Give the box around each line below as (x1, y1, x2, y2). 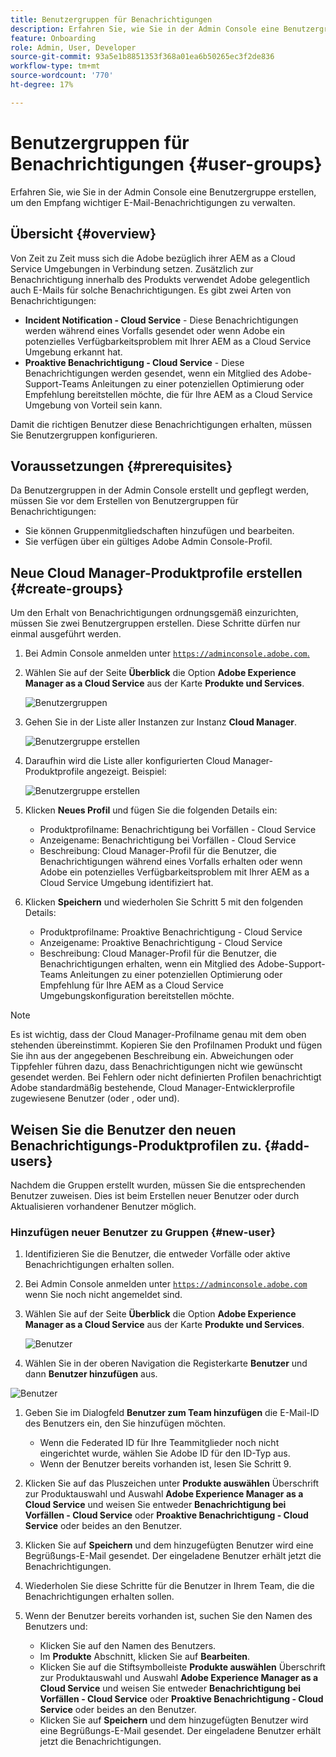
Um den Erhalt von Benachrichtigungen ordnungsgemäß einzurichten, (10, 607, 299, 619)
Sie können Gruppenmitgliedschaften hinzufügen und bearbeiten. (24, 525, 295, 537)
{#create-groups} (10, 580, 124, 597)
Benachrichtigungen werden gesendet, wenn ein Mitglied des (24, 367, 279, 379)
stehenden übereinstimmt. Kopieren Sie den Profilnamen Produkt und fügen (10, 1039, 323, 1051)
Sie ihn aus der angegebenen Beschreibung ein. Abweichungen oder (10, 1050, 294, 1062)
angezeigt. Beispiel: (86, 766, 167, 778)
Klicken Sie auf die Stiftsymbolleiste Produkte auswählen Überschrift (39, 1661, 326, 1673)
